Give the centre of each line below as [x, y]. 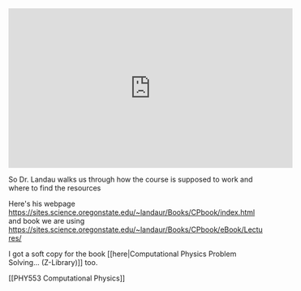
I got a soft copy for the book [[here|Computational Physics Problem [123, 254]
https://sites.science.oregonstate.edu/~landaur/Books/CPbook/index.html [132, 212]
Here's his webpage [42, 203]
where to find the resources [55, 188]
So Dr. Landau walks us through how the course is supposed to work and [131, 179]
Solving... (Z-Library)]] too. [53, 262]
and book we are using [47, 221]
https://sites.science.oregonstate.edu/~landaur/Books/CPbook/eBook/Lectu [136, 229]
